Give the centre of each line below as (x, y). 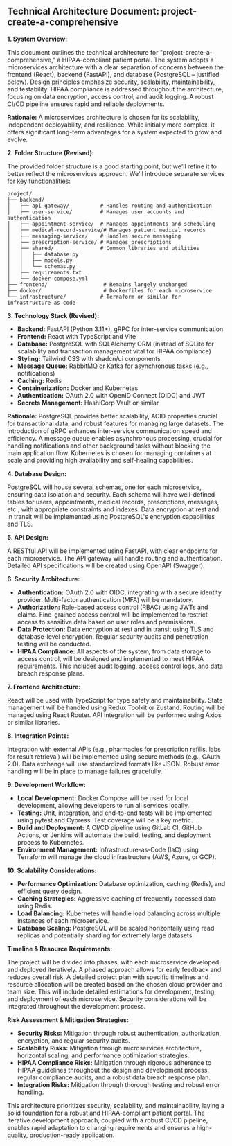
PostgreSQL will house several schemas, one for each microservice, (105, 487)
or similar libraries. (34, 722)
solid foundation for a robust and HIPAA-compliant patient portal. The (106, 1113)
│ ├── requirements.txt (44, 272)
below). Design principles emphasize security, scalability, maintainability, (111, 82)
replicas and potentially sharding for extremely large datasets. (105, 935)
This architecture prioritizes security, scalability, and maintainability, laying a (116, 1105)
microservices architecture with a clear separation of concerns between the (115, 67)
